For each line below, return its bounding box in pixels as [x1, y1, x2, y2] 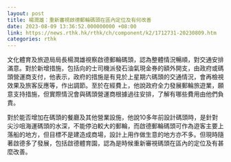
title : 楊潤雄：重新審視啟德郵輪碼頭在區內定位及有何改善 [7, 17, 152, 23]
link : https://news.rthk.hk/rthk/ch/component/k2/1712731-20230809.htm [7, 29, 217, 37]
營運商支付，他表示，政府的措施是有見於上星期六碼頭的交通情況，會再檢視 [12, 73, 224, 81]
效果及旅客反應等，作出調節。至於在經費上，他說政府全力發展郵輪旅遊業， [7, 81, 218, 90]
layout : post [7, 10, 45, 17]
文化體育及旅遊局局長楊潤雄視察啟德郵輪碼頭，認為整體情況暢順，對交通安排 [7, 56, 224, 64]
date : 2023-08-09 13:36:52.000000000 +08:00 [7, 23, 137, 30]
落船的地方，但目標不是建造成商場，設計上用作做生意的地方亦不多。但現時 [7, 130, 218, 139]
